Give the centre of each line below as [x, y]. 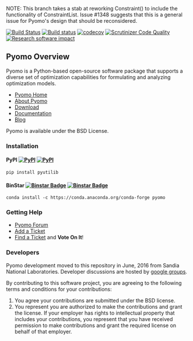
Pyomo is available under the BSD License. [57, 130]
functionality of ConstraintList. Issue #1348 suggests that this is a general [94, 15]
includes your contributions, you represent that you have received [94, 319]
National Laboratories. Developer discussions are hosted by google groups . [97, 271]
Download [27, 107]
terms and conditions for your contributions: [59, 289]
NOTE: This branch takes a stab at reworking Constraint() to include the [92, 8]
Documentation [33, 113]
